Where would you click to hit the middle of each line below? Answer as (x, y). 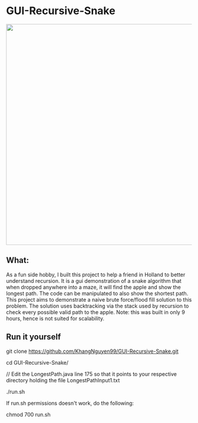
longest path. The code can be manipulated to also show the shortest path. (97, 293)
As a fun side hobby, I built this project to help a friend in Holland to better (96, 275)
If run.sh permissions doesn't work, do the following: (70, 403)
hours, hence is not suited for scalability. (55, 318)
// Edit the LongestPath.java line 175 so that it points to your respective (91, 374)
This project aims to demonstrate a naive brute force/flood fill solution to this (99, 299)
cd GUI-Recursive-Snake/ (37, 362)
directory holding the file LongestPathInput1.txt (63, 380)
